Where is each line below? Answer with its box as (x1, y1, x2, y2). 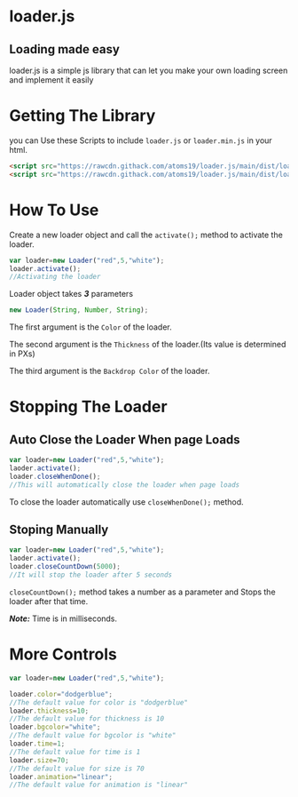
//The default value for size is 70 (9, 764, 145, 773)
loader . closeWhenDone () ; (9, 472, 101, 481)
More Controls (9, 644, 118, 665)
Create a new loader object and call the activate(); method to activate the (9, 229, 284, 240)
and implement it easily (9, 75, 94, 85)
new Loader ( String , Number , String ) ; (9, 306, 149, 315)
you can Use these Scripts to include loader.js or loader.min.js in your (9, 135, 272, 146)
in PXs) (9, 348, 35, 359)
